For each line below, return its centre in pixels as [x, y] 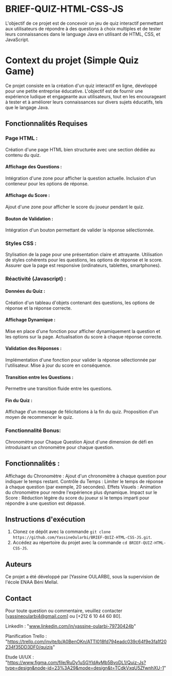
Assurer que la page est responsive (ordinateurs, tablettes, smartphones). [83, 265]
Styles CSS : [21, 243]
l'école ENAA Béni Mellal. [32, 582]
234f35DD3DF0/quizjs [29, 647]
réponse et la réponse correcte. [39, 308]
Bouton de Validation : [29, 219]
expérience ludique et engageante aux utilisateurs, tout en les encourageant [86, 96]
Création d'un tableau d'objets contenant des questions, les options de [80, 303]
